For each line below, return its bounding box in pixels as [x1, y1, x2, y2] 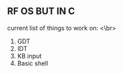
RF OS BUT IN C [7, 6, 75, 17]
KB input [17, 52, 42, 60]
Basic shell [17, 59, 48, 67]
